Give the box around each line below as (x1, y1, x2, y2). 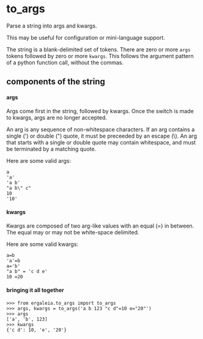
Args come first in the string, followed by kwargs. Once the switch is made (6, 107, 194, 114)
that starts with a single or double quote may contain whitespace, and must (6, 138, 196, 146)
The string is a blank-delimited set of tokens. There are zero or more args (6, 45, 191, 53)
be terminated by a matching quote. (6, 145, 97, 152)
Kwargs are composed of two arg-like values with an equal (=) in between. (6, 222, 194, 229)
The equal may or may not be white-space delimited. (6, 228, 139, 236)
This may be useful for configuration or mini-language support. (6, 34, 165, 41)
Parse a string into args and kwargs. (6, 22, 97, 29)
